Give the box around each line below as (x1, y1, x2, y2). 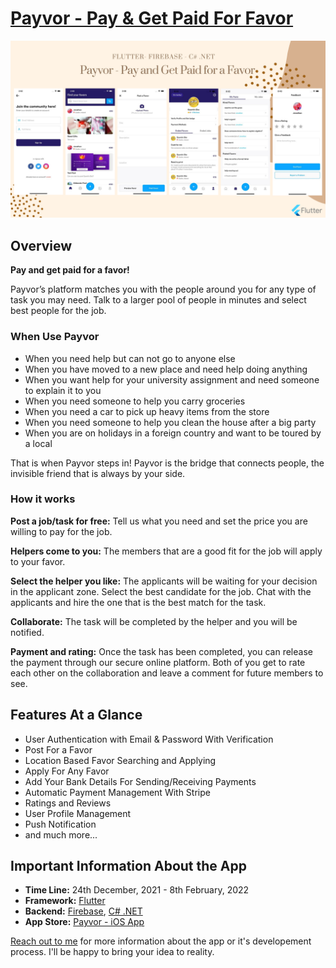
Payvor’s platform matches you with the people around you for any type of (10, 283, 317, 296)
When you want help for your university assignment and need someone (24, 373, 320, 386)
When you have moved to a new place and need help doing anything (24, 363, 308, 375)
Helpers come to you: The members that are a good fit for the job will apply (10, 545, 323, 557)
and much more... (24, 828, 98, 841)
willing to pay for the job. (10, 525, 113, 537)
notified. (10, 626, 45, 638)
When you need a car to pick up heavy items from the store (24, 405, 270, 417)
